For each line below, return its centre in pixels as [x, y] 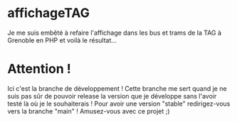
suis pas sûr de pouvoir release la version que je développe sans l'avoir [112, 96]
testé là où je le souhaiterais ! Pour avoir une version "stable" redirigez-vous [119, 104]
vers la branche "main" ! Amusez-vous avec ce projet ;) [89, 111]
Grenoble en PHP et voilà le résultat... [62, 40]
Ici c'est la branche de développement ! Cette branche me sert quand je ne [117, 88]
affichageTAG [49, 13]
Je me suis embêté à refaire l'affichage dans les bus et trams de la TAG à [115, 33]
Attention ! [39, 69]
